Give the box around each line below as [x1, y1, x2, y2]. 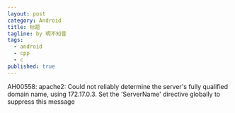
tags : [7, 37, 23, 44]
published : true [7, 63, 55, 70]
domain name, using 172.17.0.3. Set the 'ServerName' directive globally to [7, 90, 221, 98]
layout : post [7, 10, 46, 18]
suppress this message [7, 97, 76, 106]
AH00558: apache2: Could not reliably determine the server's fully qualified [7, 82, 229, 90]
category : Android [7, 17, 62, 24]
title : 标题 [7, 23, 40, 30]
